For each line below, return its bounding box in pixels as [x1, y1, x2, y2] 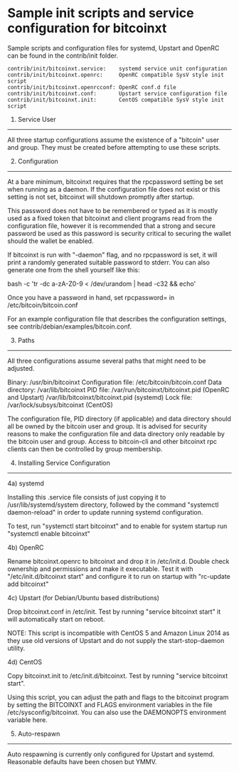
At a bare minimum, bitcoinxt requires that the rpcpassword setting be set [7, 177, 223, 186]
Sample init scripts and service [7, 5, 194, 21]
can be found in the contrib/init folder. [7, 51, 119, 60]
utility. [7, 644, 26, 652]
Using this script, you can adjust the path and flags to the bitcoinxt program [7, 693, 229, 701]
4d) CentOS [7, 657, 43, 666]
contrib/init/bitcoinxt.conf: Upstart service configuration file [7, 90, 228, 97]
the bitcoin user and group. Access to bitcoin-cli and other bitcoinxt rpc [7, 437, 218, 446]
